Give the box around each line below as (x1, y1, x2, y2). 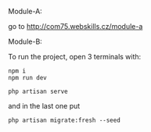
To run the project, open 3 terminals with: (8, 52, 142, 61)
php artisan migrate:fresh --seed (8, 116, 121, 124)
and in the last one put (8, 102, 81, 110)
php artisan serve (8, 87, 68, 95)
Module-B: (8, 37, 43, 46)
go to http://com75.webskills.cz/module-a (8, 22, 143, 30)
